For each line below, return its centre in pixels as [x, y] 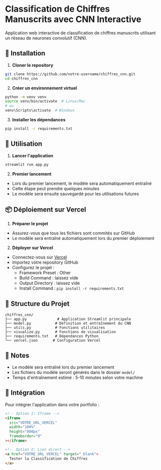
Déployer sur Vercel [32, 248]
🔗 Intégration [25, 393]
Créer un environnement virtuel [45, 88]
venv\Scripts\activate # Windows [40, 111]
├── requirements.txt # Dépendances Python [52, 336]
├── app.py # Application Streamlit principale [68, 319]
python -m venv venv [26, 97]
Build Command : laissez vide [49, 278]
